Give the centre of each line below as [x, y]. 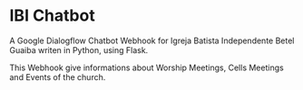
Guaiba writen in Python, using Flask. [79, 49]
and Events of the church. [58, 76]
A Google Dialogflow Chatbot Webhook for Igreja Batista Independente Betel [152, 40]
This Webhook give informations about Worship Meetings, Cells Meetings [147, 67]
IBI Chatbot [52, 16]
